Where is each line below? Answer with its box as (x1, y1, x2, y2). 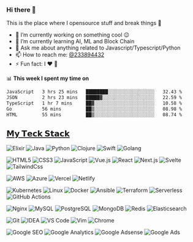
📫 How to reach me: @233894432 (15, 51, 105, 59)
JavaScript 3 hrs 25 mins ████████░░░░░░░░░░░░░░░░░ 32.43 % (6, 89, 183, 95)
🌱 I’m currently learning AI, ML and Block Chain (15, 38, 135, 45)
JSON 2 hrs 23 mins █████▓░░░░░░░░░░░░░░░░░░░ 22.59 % (6, 95, 183, 101)
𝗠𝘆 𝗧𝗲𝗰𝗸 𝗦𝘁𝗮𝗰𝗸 (6, 128, 70, 139)
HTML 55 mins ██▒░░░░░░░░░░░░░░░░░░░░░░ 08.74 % (6, 111, 183, 118)
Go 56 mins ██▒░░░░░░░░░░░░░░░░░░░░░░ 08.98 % (6, 106, 183, 112)
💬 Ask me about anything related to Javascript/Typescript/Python (15, 44, 181, 51)
